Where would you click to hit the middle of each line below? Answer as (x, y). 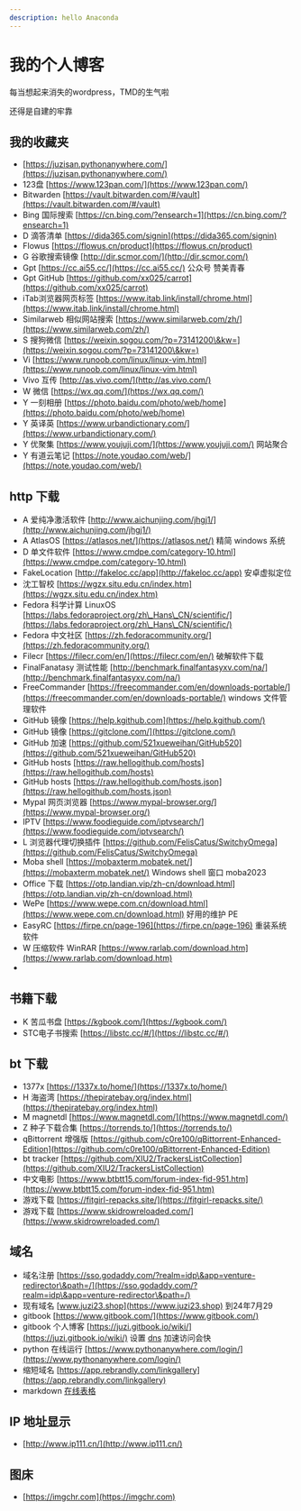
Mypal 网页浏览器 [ (57, 802)
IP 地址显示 (40, 1422)
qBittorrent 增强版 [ (58, 1139)
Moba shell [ (46, 862)
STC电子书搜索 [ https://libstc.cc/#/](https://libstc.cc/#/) (126, 1033)
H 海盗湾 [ (41, 1097)
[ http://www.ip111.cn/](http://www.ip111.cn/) (102, 1444)
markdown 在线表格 (59, 1390)
